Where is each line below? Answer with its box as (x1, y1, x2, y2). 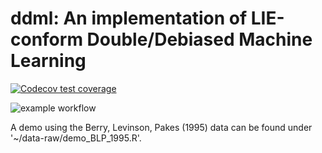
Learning (10, 50, 87, 72)
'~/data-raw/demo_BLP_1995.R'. (10, 132, 142, 144)
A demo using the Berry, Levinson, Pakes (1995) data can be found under (10, 121, 313, 133)
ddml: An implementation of (10, 7, 248, 30)
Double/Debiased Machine (86, 28, 313, 51)
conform (10, 28, 83, 51)
